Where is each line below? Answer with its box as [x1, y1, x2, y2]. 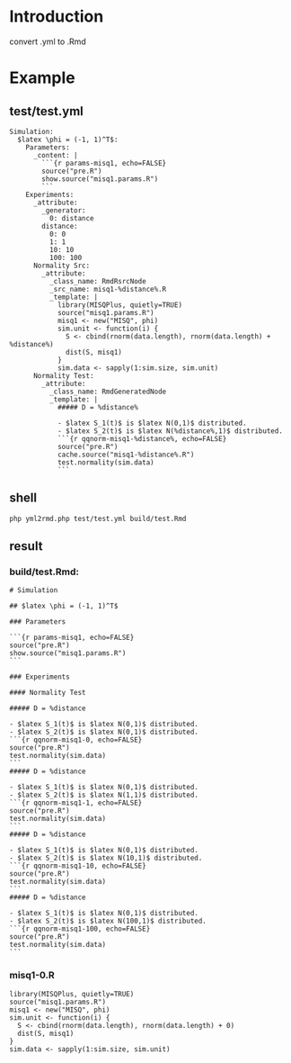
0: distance [48, 213, 94, 222]
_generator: [41, 205, 87, 215]
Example [9, 68, 75, 88]
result [9, 538, 43, 554]
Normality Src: [32, 261, 91, 270]
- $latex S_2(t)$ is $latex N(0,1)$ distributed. [9, 727, 199, 737]
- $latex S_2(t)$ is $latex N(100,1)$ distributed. [9, 916, 207, 926]
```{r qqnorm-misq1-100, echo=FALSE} [9, 924, 151, 933]
